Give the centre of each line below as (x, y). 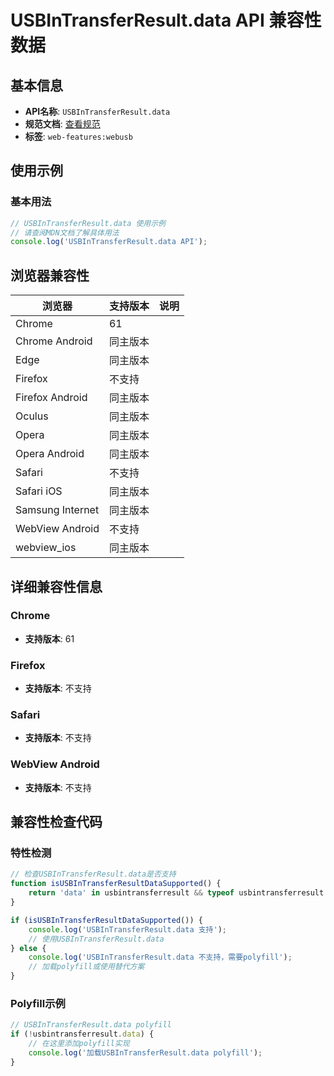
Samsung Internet (57, 510)
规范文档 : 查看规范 (62, 124)
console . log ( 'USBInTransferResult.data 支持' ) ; (128, 929)
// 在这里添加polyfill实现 (79, 1044)
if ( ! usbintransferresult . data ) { (82, 1034)
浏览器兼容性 (50, 275)
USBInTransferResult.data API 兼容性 (166, 20)
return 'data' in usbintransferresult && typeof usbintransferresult (176, 893)
